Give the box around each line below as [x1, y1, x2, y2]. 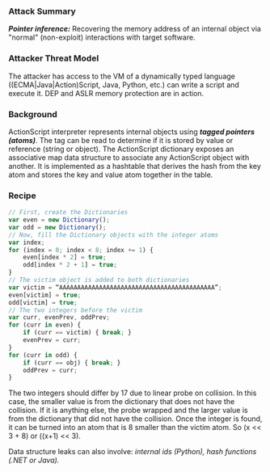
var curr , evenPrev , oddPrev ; [8, 314, 111, 322]
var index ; [8, 238, 45, 247]
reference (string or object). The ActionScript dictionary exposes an [8, 144, 234, 154]
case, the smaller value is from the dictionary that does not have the [8, 397, 235, 407]
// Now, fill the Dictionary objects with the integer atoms [8, 230, 219, 239]
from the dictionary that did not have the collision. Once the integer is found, [8, 414, 263, 424]
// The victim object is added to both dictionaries [8, 276, 190, 284]
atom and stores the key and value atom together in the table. [8, 170, 213, 179]
